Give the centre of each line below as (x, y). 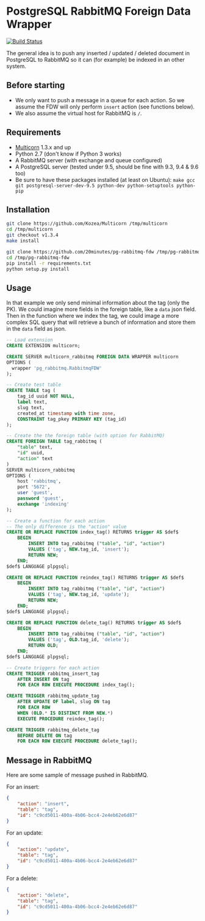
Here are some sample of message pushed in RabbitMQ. (77, 775)
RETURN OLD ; (44, 645)
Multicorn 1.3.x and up (43, 147)
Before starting (36, 85)
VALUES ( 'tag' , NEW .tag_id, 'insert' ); (79, 549)
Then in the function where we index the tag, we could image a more (93, 316)
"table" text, (35, 447)
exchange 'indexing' (43, 504)
